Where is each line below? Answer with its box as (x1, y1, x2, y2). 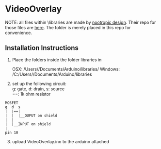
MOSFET (5, 100, 18, 105)
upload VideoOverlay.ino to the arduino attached (12, 138, 109, 144)
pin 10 (5, 130, 18, 135)
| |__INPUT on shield (5, 121, 51, 127)
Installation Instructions (5, 44, 79, 52)
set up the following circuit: (12, 81, 67, 86)
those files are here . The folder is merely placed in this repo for (5, 24, 131, 30)
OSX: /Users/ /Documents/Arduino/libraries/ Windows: (12, 66, 120, 72)
